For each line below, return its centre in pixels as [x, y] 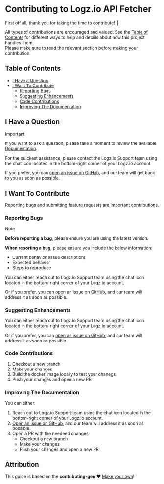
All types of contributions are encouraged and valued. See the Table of [77, 32]
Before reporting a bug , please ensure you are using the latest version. [77, 238]
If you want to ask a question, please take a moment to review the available [81, 143]
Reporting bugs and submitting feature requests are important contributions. [82, 205]
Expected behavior [31, 262]
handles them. [20, 42]
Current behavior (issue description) [49, 257]
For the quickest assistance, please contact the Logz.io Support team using [81, 158]
